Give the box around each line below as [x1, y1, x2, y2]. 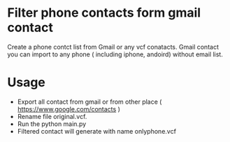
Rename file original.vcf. [17, 112, 87, 120]
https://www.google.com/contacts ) [17, 104, 120, 113]
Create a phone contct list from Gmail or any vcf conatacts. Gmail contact [7, 42, 219, 51]
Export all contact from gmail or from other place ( [17, 97, 162, 106]
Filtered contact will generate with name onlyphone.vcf [17, 127, 177, 135]
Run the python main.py [17, 120, 87, 128]
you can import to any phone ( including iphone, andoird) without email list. [7, 50, 224, 58]
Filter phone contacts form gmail [7, 5, 201, 21]
